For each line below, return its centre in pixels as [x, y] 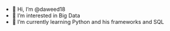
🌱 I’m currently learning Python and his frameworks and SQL [88, 22]
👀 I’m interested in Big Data [46, 15]
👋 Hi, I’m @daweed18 [39, 9]
